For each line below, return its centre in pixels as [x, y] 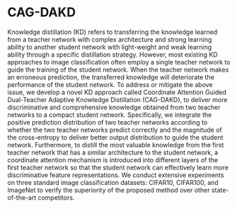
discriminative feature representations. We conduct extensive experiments [116, 175]
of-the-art [22, 197]
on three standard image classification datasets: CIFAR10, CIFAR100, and [113, 182]
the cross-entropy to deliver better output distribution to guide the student [115, 137]
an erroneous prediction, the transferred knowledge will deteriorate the [111, 77]
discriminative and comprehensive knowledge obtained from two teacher [114, 107]
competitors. [56, 197]
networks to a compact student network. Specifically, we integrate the [110, 115]
